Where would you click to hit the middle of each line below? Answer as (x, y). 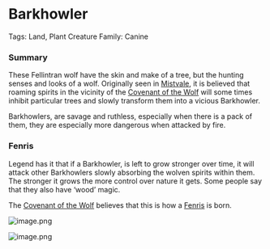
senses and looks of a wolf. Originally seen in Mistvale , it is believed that (129, 84)
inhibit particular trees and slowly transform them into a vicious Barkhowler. (135, 101)
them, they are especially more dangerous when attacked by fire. (117, 125)
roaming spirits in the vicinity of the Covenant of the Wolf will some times (131, 92)
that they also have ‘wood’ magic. (64, 189)
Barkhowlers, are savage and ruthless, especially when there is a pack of (131, 116)
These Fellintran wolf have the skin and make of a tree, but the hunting (126, 75)
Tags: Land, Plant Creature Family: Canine (78, 36)
